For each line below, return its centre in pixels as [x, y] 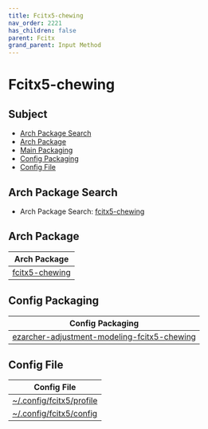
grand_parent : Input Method [55, 45]
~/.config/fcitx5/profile [55, 401]
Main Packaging [46, 150]
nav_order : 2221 [35, 23]
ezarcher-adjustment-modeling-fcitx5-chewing [104, 337]
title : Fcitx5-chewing [46, 16]
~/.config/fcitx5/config [55, 414]
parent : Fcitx [32, 38]
